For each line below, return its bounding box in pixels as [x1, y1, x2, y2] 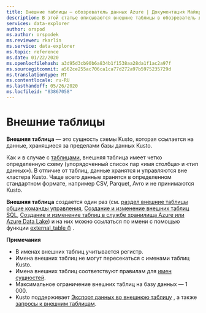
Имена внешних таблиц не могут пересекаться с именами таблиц [15, 254, 190, 262]
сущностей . [15, 274, 46, 281]
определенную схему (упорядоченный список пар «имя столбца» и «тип [6, 160, 199, 167]
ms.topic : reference [6, 49, 59, 55]
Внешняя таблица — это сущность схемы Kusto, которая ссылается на [6, 135, 194, 143]
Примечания [6, 236, 41, 243]
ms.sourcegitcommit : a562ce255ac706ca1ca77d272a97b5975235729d [6, 66, 172, 72]
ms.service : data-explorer [6, 43, 75, 50]
